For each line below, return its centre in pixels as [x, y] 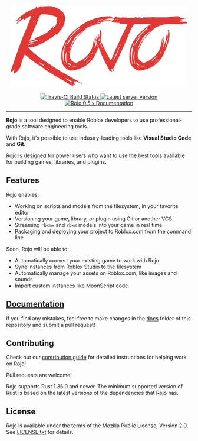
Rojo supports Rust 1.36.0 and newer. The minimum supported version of [95, 387]
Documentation [35, 304]
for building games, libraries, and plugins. [57, 162]
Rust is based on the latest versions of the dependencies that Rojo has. [92, 393]
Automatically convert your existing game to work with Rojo [87, 260]
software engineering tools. [55, 126]
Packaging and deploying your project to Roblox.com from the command [103, 231]
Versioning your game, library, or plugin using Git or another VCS [93, 219]
